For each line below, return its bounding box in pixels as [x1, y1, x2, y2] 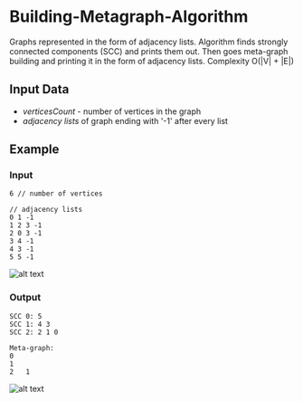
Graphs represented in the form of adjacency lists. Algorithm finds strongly [9, 36, 289, 47]
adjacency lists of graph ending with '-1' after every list [22, 115, 229, 126]
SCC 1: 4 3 [9, 320, 51, 329]
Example [9, 142, 60, 158]
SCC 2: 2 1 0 [9, 328, 59, 337]
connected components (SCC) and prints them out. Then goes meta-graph [9, 45, 289, 56]
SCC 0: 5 [9, 311, 43, 321]
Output [9, 292, 42, 304]
